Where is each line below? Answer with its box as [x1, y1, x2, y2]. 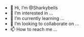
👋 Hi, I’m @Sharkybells [10, 5, 58, 10]
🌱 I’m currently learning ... [10, 15, 65, 21]
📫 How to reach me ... [10, 26, 58, 32]
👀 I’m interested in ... [10, 10, 53, 16]
